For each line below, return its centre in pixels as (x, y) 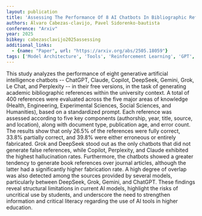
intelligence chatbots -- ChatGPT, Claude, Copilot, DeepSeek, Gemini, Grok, (100, 80)
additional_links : (29, 46)
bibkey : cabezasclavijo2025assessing (54, 40)
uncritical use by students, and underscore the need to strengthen (88, 194)
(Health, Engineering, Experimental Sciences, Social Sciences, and (89, 105)
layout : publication (32, 12)
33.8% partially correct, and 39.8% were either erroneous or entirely (91, 137)
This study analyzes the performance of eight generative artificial (87, 73)
